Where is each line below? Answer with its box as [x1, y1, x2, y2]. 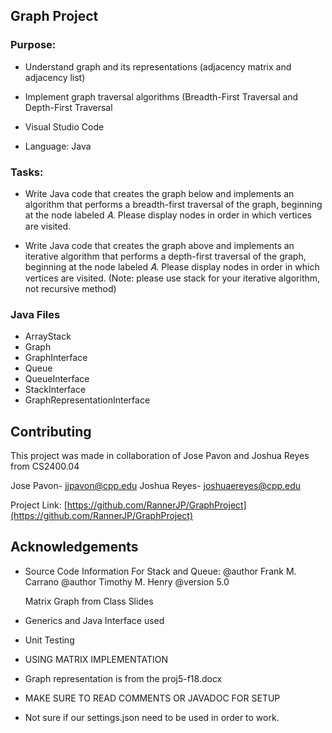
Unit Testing [24, 634, 75, 646]
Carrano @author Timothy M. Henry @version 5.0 [24, 575, 230, 588]
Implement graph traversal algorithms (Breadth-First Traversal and [24, 90, 299, 103]
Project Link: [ [10, 499, 68, 511]
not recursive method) [24, 282, 117, 294]
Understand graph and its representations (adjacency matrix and [24, 60, 292, 73]
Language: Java [24, 140, 92, 152]
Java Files [10, 307, 61, 321]
